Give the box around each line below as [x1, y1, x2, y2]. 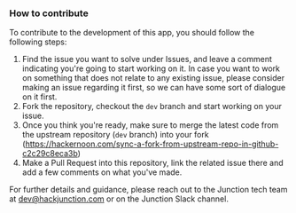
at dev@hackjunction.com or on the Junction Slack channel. [9, 193, 229, 204]
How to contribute [9, 7, 89, 20]
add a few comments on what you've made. [21, 167, 183, 177]
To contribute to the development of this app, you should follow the [9, 28, 255, 38]
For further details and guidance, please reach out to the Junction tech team [9, 185, 288, 195]
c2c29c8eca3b [21, 148, 78, 159]
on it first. [21, 91, 58, 102]
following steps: [9, 36, 67, 47]
